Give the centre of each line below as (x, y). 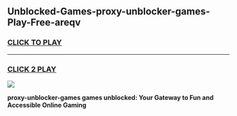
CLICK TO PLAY (35, 43)
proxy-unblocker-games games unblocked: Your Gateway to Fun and (110, 97)
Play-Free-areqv (44, 23)
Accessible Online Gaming (47, 105)
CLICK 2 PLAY (32, 69)
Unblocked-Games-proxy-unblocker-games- (109, 12)
